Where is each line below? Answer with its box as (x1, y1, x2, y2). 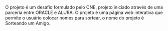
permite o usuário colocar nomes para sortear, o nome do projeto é (5, 15, 144, 20)
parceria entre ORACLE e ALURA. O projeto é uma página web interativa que (5, 9, 163, 15)
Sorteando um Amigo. (5, 20, 51, 26)
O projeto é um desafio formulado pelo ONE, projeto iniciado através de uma (5, 4, 163, 10)
